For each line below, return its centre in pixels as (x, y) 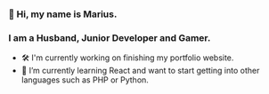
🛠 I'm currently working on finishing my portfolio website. (127, 58)
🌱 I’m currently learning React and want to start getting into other (140, 71)
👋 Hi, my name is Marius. (63, 14)
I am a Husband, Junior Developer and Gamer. (110, 37)
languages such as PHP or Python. (85, 80)
